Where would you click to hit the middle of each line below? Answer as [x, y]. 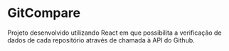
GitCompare [44, 13]
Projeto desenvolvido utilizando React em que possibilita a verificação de [114, 33]
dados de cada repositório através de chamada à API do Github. [101, 40]
